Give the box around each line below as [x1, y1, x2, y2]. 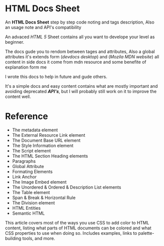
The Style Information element [12, 143, 73, 148]
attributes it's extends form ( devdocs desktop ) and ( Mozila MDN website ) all [5, 53, 159, 59]
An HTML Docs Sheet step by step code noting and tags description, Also [5, 19, 155, 25]
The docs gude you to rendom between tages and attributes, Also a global [5, 49, 155, 54]
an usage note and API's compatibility [5, 24, 82, 30]
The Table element [12, 189, 50, 195]
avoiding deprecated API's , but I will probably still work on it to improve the [5, 88, 157, 94]
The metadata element [12, 127, 58, 133]
